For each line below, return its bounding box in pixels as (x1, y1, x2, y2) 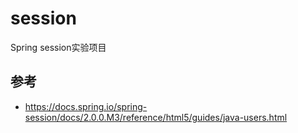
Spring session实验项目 (10, 41, 107, 53)
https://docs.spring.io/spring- (24, 100, 148, 112)
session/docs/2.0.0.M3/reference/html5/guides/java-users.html (24, 111, 288, 123)
